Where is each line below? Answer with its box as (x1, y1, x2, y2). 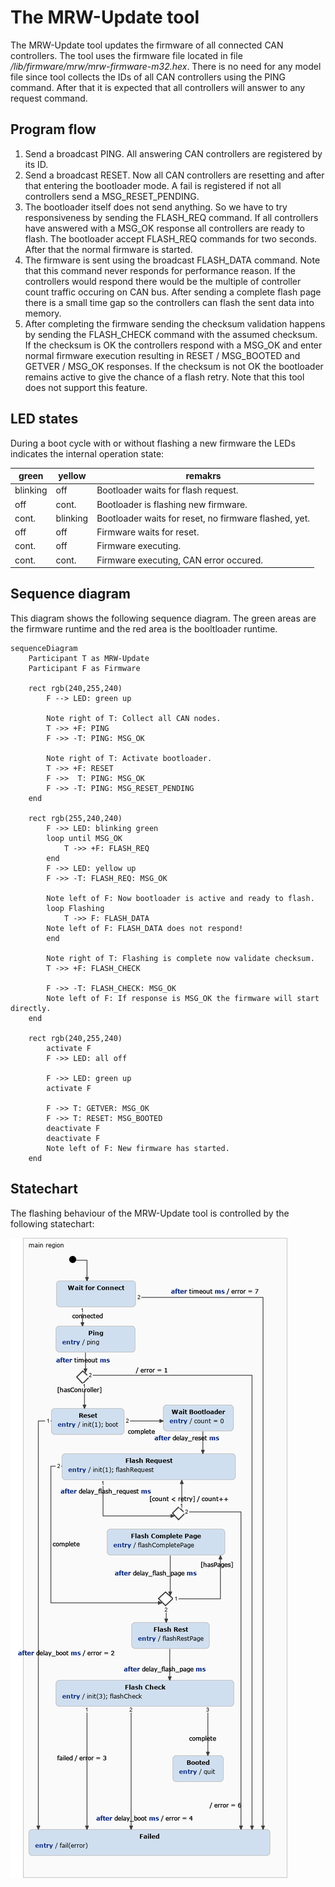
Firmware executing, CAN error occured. (96, 554, 264, 566)
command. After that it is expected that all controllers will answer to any (10, 81, 306, 93)
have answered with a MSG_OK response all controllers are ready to (24, 222, 306, 234)
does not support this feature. (24, 381, 148, 393)
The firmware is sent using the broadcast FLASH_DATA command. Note (24, 254, 321, 266)
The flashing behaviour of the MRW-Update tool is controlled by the (10, 1207, 290, 1219)
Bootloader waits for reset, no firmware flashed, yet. (96, 512, 311, 524)
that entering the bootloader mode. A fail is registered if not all (24, 179, 282, 191)
